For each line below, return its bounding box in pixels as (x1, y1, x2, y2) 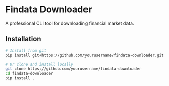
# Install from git (5, 48, 47, 53)
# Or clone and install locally (5, 62, 73, 67)
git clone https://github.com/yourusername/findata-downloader (5, 66, 142, 71)
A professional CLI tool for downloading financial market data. (5, 20, 134, 26)
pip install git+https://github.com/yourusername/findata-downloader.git (5, 53, 164, 58)
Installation (5, 35, 41, 43)
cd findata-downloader (5, 71, 53, 76)
